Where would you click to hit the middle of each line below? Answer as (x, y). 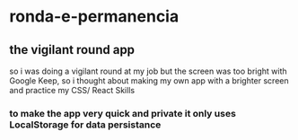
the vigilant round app (72, 50)
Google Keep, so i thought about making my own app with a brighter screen (149, 81)
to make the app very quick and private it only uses (123, 113)
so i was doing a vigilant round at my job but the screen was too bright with (148, 71)
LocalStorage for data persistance (85, 125)
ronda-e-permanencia (94, 17)
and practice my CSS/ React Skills (72, 90)
